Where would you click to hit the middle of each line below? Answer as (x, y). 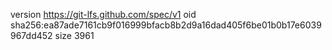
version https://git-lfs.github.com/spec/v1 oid (103, 14)
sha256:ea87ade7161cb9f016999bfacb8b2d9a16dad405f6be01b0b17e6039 (166, 25)
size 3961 (74, 35)
